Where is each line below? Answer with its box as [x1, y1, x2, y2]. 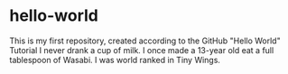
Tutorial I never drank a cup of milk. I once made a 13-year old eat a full [9, 44, 274, 55]
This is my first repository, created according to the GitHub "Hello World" [9, 35, 282, 46]
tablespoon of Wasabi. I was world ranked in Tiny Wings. [9, 54, 221, 65]
